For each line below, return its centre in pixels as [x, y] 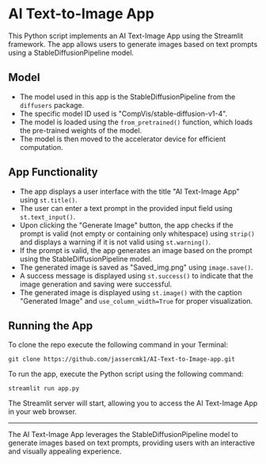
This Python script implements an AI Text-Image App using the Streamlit [126, 36]
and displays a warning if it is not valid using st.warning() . [115, 242]
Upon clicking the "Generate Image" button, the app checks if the [126, 225]
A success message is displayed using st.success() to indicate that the [136, 275]
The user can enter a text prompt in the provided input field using [126, 208]
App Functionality [53, 173]
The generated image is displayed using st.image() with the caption [131, 292]
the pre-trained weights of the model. [81, 130]
